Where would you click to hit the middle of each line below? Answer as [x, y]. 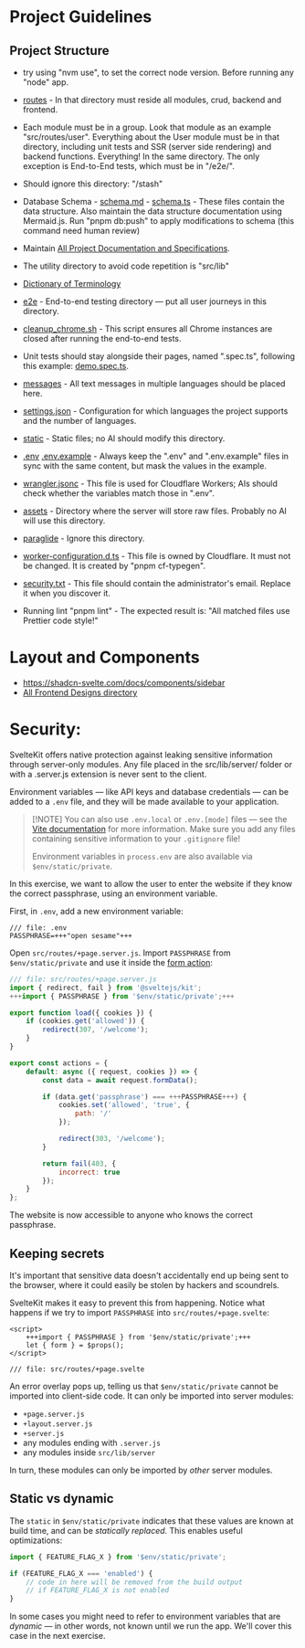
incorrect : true [89, 1172]
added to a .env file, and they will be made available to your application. [144, 801]
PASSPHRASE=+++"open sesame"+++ [71, 935]
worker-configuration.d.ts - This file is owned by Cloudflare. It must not [157, 556]
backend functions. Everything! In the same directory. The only [141, 156]
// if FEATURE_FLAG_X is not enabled [98, 1590]
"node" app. [46, 82]
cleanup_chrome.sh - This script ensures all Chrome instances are [147, 329]
